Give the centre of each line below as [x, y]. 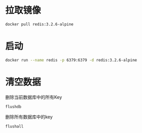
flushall [14, 127]
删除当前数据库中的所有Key [34, 97]
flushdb [13, 107]
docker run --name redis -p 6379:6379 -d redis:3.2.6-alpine [71, 60]
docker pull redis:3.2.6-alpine [39, 24]
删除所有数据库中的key [29, 117]
